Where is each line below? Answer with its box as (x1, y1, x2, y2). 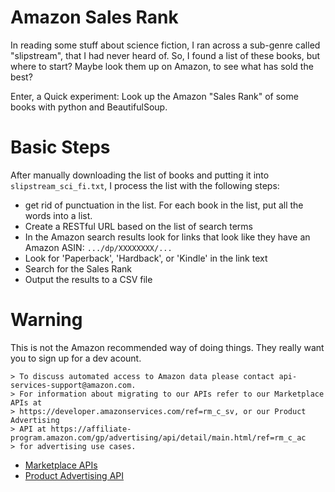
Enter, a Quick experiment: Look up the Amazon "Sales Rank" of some (10, 90, 299, 102)
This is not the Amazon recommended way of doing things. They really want (10, 341, 325, 353)
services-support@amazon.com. (10, 380, 137, 390)
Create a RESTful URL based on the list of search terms (24, 220, 253, 232)
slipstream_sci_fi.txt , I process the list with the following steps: (10, 179, 280, 191)
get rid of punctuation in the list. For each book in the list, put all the (24, 199, 304, 211)
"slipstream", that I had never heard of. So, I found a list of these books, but (10, 49, 321, 61)
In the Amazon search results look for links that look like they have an (24, 231, 311, 243)
